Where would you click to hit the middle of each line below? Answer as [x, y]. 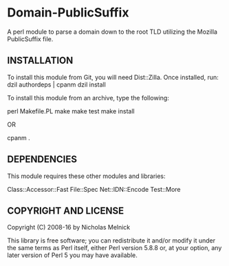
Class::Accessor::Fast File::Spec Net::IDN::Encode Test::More [94, 189]
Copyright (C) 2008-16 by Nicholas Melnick [69, 228]
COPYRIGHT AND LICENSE [66, 211]
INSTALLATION [40, 61]
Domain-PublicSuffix [68, 13]
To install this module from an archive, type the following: [88, 98]
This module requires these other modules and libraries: [87, 176]
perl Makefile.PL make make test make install [71, 111]
